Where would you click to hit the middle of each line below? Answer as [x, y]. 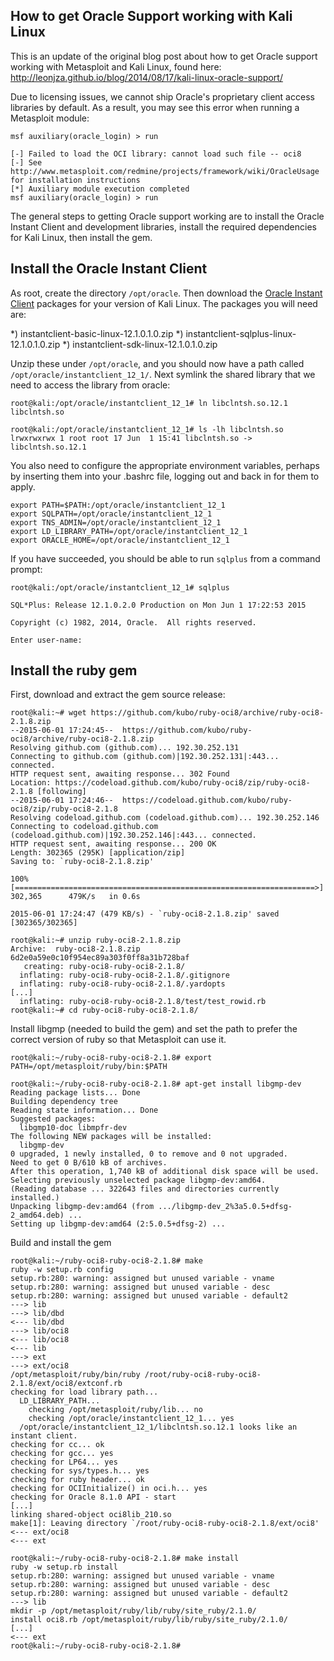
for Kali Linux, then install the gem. [81, 237]
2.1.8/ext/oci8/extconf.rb [66, 1384]
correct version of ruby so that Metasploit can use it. [118, 1040]
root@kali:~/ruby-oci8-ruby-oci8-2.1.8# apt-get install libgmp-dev [156, 1084]
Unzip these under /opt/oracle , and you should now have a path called [157, 363]
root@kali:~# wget [48, 713]
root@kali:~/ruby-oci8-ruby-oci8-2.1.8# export [111, 1058]
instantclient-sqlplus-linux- [241, 333]
